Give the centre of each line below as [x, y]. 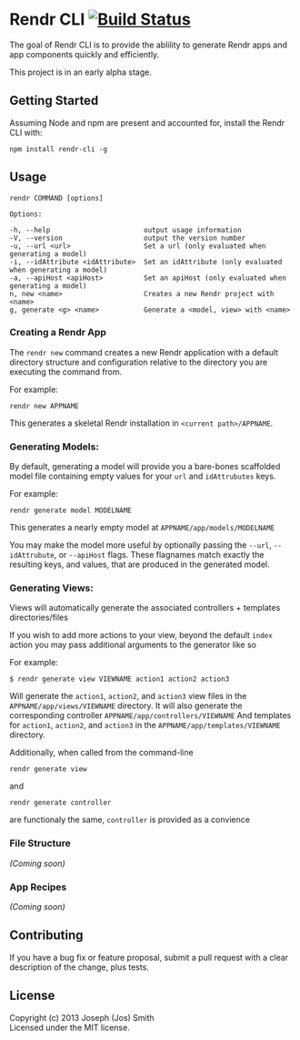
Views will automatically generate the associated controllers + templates [145, 608]
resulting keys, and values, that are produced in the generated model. [140, 564]
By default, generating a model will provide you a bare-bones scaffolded [145, 467]
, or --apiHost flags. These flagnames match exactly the [159, 555]
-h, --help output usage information [126, 230]
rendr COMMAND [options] [56, 198]
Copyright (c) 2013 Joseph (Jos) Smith [82, 1017]
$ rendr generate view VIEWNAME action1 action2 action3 [120, 679]
